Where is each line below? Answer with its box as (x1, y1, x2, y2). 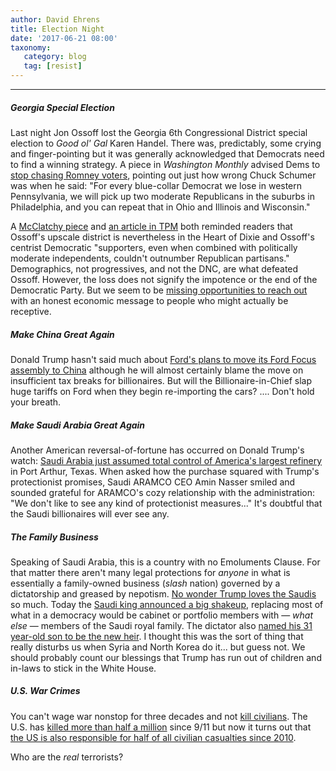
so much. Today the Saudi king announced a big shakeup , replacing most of (10, 598, 324, 610)
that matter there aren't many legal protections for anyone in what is (10, 566, 291, 578)
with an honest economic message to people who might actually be (10, 294, 289, 306)
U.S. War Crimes (10, 685, 81, 697)
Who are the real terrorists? (10, 751, 124, 763)
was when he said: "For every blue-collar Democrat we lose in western (10, 179, 303, 191)
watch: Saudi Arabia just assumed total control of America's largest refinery (10, 454, 323, 466)
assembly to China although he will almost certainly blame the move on (10, 364, 304, 376)
